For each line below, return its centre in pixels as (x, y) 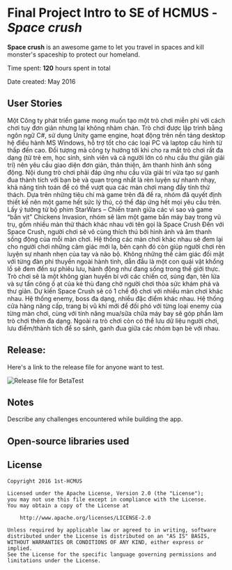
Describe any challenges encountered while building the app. (95, 419)
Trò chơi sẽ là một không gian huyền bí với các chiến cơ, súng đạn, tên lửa (114, 276)
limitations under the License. (54, 560)
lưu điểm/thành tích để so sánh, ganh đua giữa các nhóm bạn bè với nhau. (114, 328)
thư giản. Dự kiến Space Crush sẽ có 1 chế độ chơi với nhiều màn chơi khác (115, 291)
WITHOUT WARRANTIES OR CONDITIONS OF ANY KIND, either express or (106, 542)
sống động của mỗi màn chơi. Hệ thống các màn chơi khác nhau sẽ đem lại (115, 239)
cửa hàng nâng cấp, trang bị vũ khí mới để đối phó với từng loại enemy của (114, 306)
